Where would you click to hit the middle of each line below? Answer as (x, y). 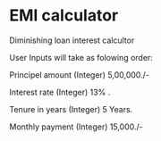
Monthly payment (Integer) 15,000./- (76, 127)
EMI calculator (64, 16)
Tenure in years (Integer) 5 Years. (71, 109)
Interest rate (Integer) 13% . (60, 92)
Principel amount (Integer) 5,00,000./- (80, 75)
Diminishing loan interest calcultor (72, 40)
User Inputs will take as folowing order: (81, 57)
